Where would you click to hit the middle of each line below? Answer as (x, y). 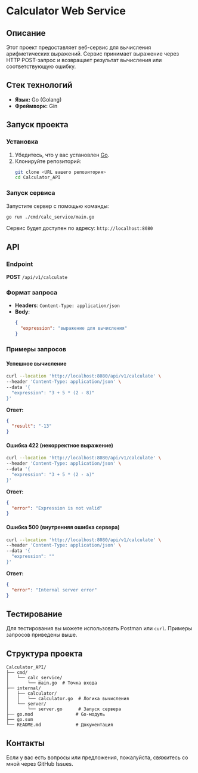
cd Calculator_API (38, 177)
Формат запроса (32, 293)
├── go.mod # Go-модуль (56, 714)
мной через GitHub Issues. (40, 764)
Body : (22, 312)
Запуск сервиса (31, 193)
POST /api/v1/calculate (37, 277)
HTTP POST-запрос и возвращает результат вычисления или (84, 60)
